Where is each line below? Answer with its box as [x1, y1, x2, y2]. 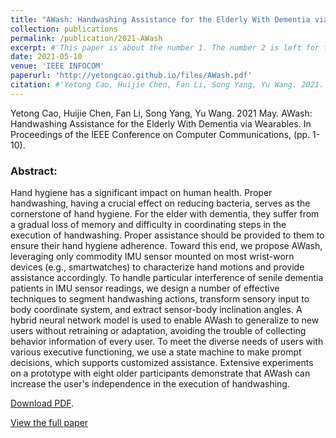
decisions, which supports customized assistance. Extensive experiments [10, 357, 314, 369]
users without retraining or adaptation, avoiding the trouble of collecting [10, 325, 307, 337]
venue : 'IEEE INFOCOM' [10, 61, 105, 71]
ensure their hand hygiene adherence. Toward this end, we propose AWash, [10, 240, 323, 252]
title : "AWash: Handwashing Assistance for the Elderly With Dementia [10, 14, 311, 25]
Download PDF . [10, 397, 75, 410]
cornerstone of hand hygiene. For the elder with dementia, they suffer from [10, 208, 320, 220]
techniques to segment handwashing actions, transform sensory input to [10, 293, 310, 305]
